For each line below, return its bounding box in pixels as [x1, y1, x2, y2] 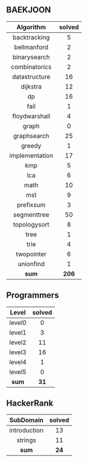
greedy [20, 141, 42, 150]
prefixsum [17, 200, 46, 209]
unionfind [17, 259, 45, 268]
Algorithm [16, 22, 46, 31]
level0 [9, 318, 27, 327]
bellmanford [14, 42, 49, 51]
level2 [9, 338, 27, 346]
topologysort [13, 220, 50, 229]
